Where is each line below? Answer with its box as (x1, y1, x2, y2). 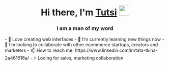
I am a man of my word (57, 25, 114, 32)
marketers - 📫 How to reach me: (5, 47, 74, 53)
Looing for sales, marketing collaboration (37, 55, 124, 61)
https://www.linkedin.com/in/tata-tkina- (75, 47, 158, 53)
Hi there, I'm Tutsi (41, 7, 118, 18)
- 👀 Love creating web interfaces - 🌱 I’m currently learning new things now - (5, 36, 164, 43)
